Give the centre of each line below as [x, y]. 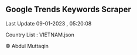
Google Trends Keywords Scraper [68, 10]
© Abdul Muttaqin [27, 46]
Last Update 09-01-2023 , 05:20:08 [49, 23]
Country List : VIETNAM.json [40, 35]
